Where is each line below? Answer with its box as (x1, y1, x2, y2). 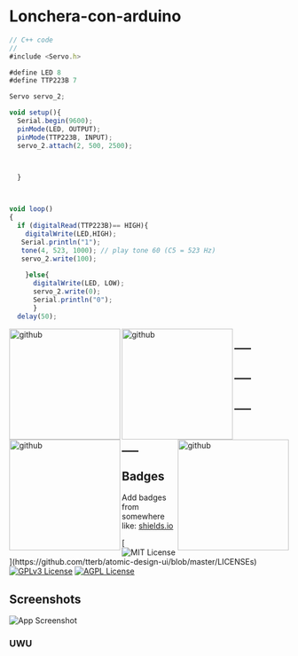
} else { (25, 270, 50, 280)
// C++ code (9, 35, 53, 44)
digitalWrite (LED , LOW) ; (32, 279, 125, 288)
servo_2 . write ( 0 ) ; (32, 287, 101, 296)
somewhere (122, 512, 166, 522)
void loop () (9, 205, 53, 214)
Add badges (122, 492, 167, 503)
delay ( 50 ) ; (17, 312, 58, 321)
